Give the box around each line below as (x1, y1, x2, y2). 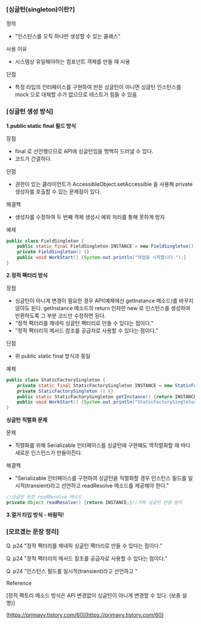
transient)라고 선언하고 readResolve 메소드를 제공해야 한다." (26, 482, 169, 490)
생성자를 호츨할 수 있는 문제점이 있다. (14, 188, 102, 195)
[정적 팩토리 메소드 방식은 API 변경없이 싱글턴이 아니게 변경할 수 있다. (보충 (6, 592, 181, 599)
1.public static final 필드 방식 (6, 122, 77, 129)
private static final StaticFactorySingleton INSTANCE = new (17, 383, 172, 389)
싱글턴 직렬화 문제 (6, 417, 48, 424)
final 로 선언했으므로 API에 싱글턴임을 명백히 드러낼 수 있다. (14, 148, 154, 155)
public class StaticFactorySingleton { (6, 377, 106, 383)
